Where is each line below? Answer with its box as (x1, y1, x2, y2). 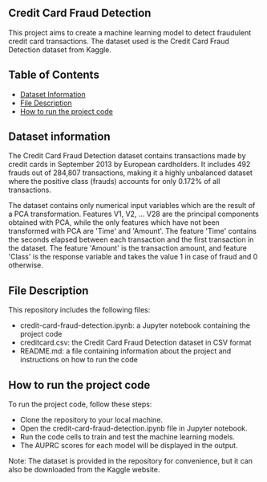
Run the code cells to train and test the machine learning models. (19, 432, 235, 442)
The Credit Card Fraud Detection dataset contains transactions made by (8, 151, 246, 161)
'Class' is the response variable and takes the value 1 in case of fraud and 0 (8, 252, 258, 262)
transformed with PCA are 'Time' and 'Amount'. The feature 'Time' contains (8, 227, 257, 236)
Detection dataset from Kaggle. (8, 44, 112, 55)
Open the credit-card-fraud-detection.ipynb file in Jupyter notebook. (19, 423, 248, 433)
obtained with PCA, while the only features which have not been (8, 218, 220, 227)
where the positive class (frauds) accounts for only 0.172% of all (8, 177, 220, 186)
